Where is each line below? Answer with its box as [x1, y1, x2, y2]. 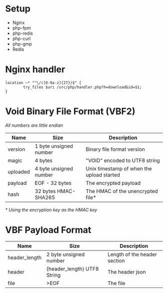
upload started [85, 171, 120, 178]
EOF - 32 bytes [34, 179, 71, 186]
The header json [107, 268, 146, 275]
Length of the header [107, 251, 157, 258]
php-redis [12, 30, 33, 36]
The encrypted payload [85, 179, 141, 186]
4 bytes [34, 157, 53, 164]
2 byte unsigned [46, 251, 85, 258]
